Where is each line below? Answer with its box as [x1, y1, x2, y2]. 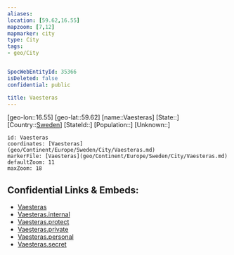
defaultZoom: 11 [7, 159, 55, 166]
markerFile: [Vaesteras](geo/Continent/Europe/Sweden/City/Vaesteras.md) [7, 152, 228, 160]
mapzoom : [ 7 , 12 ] [7, 23, 55, 30]
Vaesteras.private [17, 225, 69, 234]
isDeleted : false [7, 74, 58, 81]
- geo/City [7, 50, 39, 57]
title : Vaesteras [7, 94, 58, 101]
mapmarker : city [7, 30, 55, 37]
